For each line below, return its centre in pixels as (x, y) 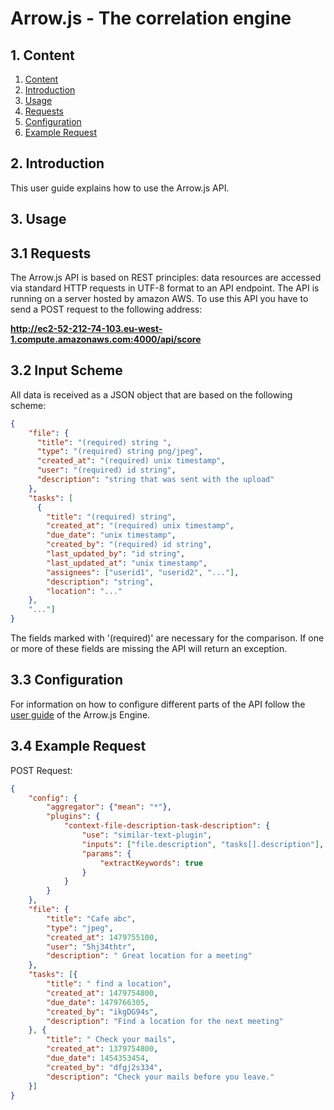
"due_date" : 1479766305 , (98, 1002)
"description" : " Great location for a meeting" (149, 956)
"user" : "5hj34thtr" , (91, 947)
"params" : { (106, 853)
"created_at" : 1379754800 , (102, 1049)
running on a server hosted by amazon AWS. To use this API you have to (159, 299)
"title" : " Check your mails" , (111, 1040)
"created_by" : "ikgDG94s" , (102, 1012)
